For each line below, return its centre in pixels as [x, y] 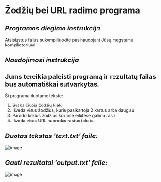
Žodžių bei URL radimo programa [73, 10]
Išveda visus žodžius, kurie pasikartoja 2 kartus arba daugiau [73, 110]
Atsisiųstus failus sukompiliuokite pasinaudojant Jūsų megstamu [69, 40]
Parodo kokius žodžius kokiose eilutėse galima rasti [64, 116]
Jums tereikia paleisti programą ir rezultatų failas [81, 77]
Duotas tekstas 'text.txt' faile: [51, 136]
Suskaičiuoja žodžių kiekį [37, 105]
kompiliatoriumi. [21, 45]
